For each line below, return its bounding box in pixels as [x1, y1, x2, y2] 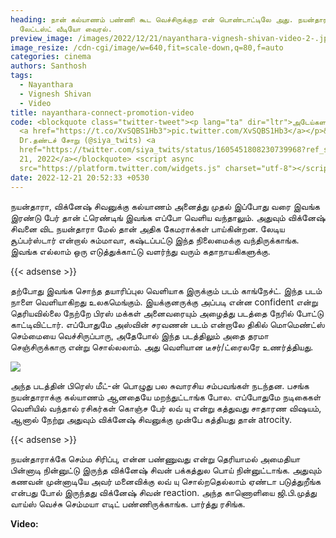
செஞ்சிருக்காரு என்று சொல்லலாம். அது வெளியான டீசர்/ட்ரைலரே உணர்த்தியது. [10, 341, 314, 353]
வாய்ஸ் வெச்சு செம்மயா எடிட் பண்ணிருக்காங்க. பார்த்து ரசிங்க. [10, 497, 246, 510]
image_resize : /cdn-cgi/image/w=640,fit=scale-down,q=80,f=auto [10, 42, 284, 53]
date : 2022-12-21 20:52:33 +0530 [10, 172, 150, 183]
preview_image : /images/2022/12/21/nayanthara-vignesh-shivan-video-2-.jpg [10, 33, 333, 43]
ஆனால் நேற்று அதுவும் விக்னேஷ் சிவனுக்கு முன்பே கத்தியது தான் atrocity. [10, 413, 292, 425]
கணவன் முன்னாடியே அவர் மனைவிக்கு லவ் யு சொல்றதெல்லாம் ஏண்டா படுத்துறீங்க [10, 475, 322, 487]
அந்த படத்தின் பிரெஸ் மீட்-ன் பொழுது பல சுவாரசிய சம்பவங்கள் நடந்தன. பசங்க [10, 379, 310, 391]
